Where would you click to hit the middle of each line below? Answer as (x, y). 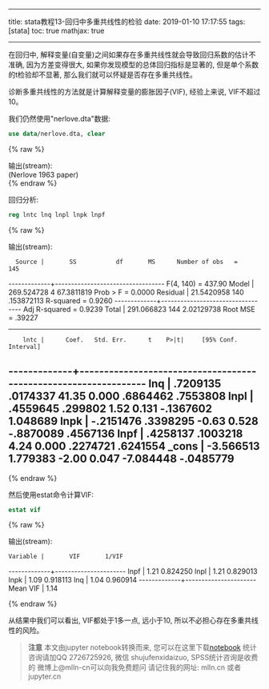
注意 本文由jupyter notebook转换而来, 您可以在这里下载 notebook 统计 (143, 647)
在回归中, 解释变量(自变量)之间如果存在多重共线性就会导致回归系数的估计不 (132, 54)
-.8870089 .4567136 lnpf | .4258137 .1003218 (126, 434)
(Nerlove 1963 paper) (43, 174)
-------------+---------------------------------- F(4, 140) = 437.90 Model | (131, 283)
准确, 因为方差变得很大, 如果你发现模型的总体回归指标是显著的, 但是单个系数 (133, 64)
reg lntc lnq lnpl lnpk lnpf (57, 214)
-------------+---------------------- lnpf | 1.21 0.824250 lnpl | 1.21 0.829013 (133, 571)
